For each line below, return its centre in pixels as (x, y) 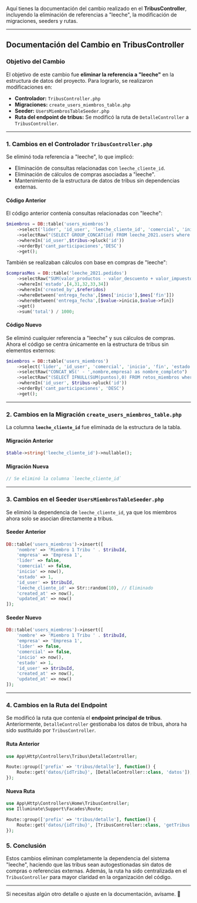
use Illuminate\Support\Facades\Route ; (55, 809)
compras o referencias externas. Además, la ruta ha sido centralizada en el (97, 871)
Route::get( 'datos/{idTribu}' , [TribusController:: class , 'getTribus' (105, 825)
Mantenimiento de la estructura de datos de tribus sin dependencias (97, 180)
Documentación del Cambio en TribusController (95, 45)
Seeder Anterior (26, 532)
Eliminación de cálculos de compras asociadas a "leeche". (85, 174)
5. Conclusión (26, 845)
